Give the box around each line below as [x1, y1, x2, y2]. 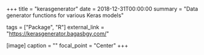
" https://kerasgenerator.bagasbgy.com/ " [6, 30, 109, 37]
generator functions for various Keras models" [6, 12, 124, 19]
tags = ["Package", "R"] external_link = [6, 24, 104, 31]
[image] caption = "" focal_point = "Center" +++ [6, 42, 128, 49]
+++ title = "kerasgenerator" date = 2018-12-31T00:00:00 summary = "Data [6, 5, 198, 12]
